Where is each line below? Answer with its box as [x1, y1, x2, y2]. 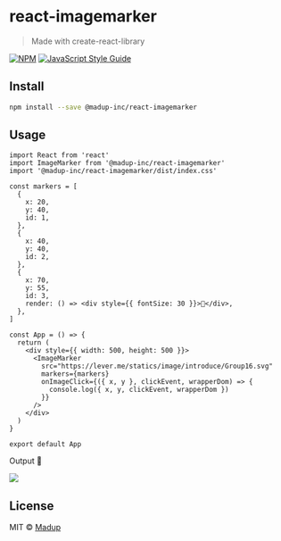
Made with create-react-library [30, 36, 145, 46]
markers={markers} [41, 370, 110, 379]
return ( [17, 338, 50, 347]
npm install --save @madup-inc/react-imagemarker [9, 103, 198, 112]
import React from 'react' [9, 151, 110, 160]
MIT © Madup [9, 522, 62, 533]
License [9, 498, 54, 513]
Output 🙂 [9, 455, 43, 466]
